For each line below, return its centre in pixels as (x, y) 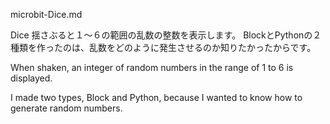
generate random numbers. (66, 108)
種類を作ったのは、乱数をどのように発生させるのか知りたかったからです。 (163, 47)
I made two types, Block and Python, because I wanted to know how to (156, 97)
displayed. (31, 78)
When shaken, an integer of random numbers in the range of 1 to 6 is (152, 67)
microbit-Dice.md (46, 14)
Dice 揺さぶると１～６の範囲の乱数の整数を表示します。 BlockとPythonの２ (166, 35)
